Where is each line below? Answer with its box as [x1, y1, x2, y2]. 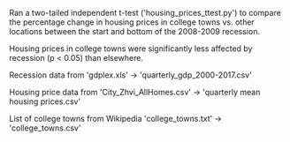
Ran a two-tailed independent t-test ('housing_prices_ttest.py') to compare [9, 8, 281, 18]
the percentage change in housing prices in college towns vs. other [9, 17, 255, 27]
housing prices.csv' [9, 96, 81, 107]
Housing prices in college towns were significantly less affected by [9, 43, 253, 54]
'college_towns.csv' [9, 123, 81, 133]
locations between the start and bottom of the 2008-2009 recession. [9, 26, 261, 36]
